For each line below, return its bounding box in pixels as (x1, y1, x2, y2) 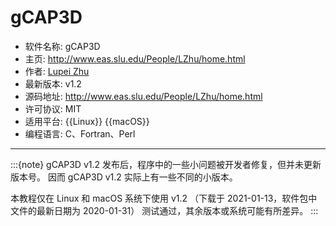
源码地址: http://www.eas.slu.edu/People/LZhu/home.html (24, 90, 263, 102)
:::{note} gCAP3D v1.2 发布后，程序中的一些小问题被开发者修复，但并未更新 (10, 158, 322, 170)
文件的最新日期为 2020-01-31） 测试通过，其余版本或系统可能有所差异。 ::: (10, 204, 319, 216)
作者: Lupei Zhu (24, 65, 90, 77)
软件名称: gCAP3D (24, 40, 101, 52)
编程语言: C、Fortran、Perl (24, 127, 136, 140)
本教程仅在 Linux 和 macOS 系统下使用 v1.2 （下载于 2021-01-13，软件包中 (10, 192, 318, 204)
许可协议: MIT (24, 102, 82, 115)
